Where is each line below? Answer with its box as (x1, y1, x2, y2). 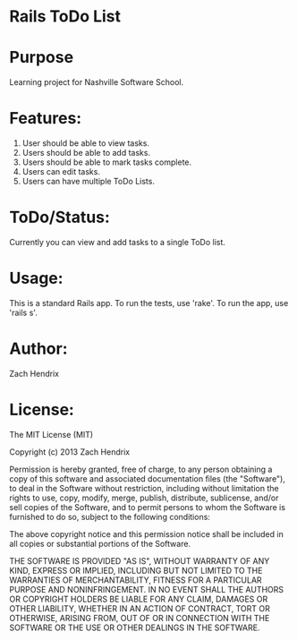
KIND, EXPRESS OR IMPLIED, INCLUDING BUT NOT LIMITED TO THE (9, 565, 263, 576)
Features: (9, 108, 82, 129)
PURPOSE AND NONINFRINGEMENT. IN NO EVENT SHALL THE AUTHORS (9, 584, 284, 594)
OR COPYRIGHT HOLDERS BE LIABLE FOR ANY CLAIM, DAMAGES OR (9, 593, 268, 604)
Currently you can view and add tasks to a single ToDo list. (9, 237, 226, 247)
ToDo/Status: (9, 208, 110, 227)
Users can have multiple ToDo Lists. (21, 176, 155, 187)
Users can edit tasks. (21, 166, 101, 177)
